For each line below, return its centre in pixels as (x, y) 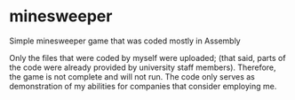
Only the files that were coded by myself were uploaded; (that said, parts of (147, 58)
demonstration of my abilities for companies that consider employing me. (143, 86)
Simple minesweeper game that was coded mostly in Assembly (125, 41)
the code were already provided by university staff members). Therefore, (143, 67)
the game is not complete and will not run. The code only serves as (132, 76)
